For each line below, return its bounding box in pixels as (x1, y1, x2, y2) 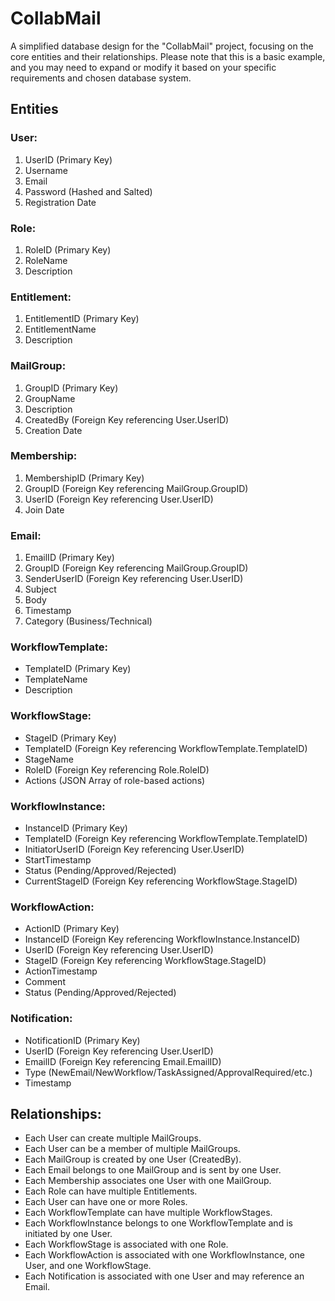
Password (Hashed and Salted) (24, 185, 153, 197)
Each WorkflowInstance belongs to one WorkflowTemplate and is (24, 1217, 293, 1229)
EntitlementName (24, 323, 97, 336)
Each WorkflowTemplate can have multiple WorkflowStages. (24, 1207, 273, 1219)
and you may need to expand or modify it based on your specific (10, 61, 277, 73)
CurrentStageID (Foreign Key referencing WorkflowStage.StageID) (24, 875, 298, 887)
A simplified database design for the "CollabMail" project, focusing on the (10, 40, 314, 52)
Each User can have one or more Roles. (24, 1196, 188, 1208)
